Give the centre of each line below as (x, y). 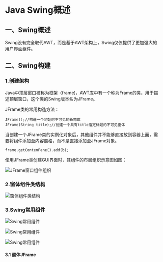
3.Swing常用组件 (25, 210)
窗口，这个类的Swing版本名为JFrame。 (58, 98)
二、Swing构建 (28, 66)
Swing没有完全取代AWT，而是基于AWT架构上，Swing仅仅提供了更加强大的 (81, 43)
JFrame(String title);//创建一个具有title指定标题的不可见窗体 (65, 125)
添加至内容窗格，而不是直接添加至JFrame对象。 (70, 140)
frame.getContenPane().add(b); (37, 150)
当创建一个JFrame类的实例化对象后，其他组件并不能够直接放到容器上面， (79, 134)
